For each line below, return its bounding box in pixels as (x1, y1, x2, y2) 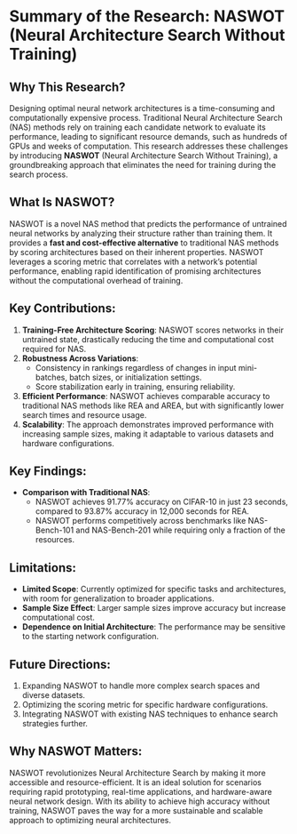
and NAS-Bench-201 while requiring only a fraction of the (75, 525, 285, 535)
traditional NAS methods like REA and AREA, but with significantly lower (21, 400, 285, 411)
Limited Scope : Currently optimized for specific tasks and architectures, (21, 584, 286, 595)
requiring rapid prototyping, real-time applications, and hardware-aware (9, 786, 272, 797)
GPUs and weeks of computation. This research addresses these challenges (9, 140, 288, 151)
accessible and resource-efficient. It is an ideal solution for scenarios (9, 776, 262, 788)
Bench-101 (35, 525, 74, 535)
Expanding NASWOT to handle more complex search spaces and (21, 680, 260, 691)
